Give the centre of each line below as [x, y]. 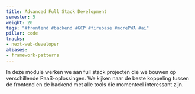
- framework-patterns [33, 55]
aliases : [17, 50]
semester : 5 [21, 17]
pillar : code [22, 33]
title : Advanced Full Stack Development [57, 11]
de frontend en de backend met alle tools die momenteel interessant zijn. [95, 84]
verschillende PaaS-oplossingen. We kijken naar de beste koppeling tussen [97, 78]
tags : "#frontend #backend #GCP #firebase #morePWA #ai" [78, 28]
